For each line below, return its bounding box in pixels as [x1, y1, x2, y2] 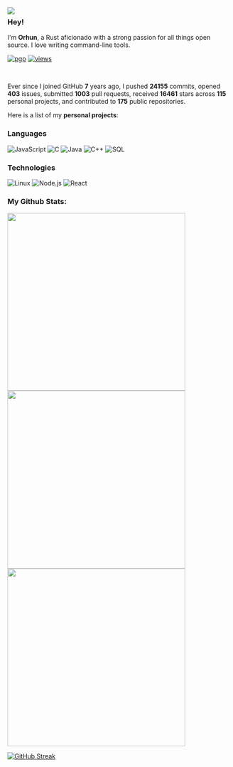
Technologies [7, 163, 55, 173]
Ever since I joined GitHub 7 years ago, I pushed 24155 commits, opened [7, 82, 221, 91]
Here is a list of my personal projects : [7, 111, 119, 119]
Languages [7, 129, 48, 139]
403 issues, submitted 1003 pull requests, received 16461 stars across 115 [7, 90, 227, 98]
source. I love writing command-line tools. [7, 41, 131, 49]
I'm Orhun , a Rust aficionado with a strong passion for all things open [7, 33, 211, 42]
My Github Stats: [7, 196, 67, 206]
